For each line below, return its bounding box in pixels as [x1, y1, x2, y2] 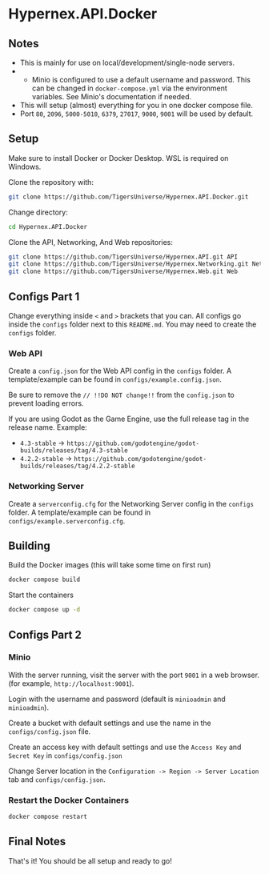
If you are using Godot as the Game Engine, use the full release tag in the [8, 414, 250, 424]
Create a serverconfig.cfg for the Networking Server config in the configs [8, 499, 255, 508]
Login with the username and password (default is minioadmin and [8, 694, 226, 704]
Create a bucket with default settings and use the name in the [8, 718, 212, 728]
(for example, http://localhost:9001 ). [8, 678, 134, 688]
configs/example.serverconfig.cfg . [8, 515, 126, 525]
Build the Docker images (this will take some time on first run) [8, 560, 211, 570]
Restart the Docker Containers [8, 794, 130, 805]
